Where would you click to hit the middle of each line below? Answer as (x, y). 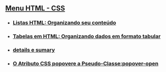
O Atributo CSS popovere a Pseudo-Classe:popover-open (86, 64)
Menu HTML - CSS (35, 8)
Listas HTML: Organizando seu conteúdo (64, 23)
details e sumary (34, 50)
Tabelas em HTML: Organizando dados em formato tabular (87, 37)
